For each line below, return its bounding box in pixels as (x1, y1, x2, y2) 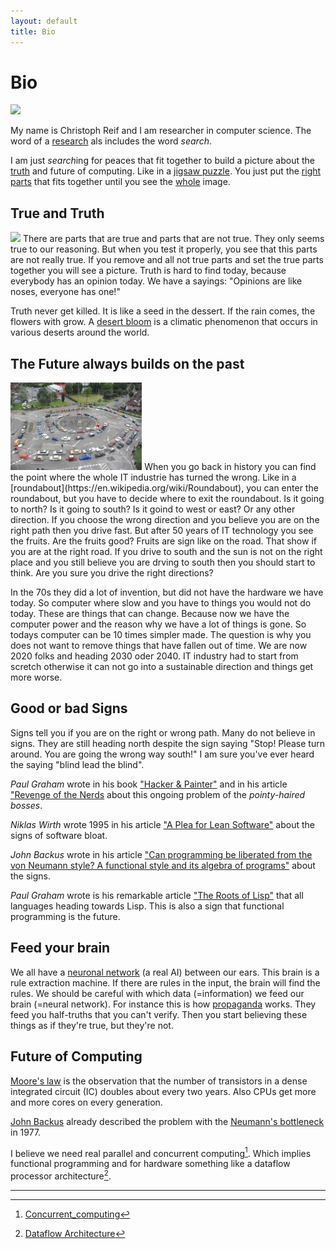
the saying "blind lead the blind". (10, 758, 145, 770)
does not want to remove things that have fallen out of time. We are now (10, 640, 308, 652)
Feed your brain (10, 940, 111, 957)
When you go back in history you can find (144, 461, 317, 473)
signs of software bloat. (10, 829, 108, 841)
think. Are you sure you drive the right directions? (10, 567, 214, 579)
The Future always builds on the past (10, 355, 245, 372)
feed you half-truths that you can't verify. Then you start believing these (10, 1008, 308, 1020)
